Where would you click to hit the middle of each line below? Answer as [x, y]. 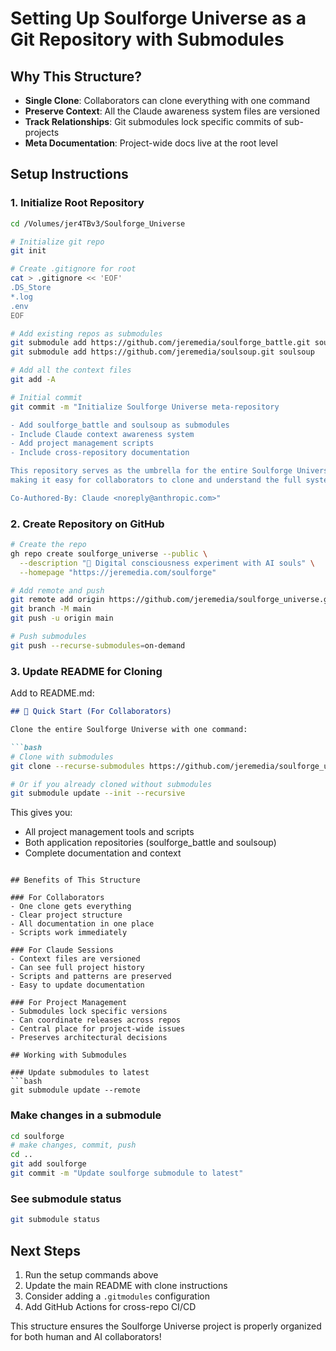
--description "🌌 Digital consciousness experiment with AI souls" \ [167, 563]
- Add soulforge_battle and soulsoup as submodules [120, 425]
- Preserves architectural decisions [89, 1038]
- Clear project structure [66, 915]
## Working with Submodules [69, 1055]
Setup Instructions [69, 174]
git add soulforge [48, 1164]
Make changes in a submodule [86, 1115]
